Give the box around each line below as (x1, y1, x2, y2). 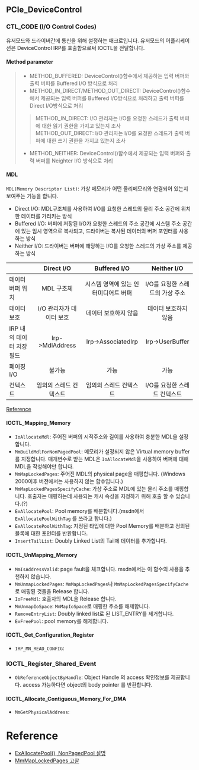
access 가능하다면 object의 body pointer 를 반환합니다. (23, 681, 153, 688)
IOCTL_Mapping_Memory (6, 419, 71, 426)
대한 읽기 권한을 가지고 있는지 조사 (41, 122, 121, 129)
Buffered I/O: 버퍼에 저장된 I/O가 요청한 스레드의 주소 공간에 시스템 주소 (14, 220, 182, 227)
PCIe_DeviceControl (6, 5, 82, 15)
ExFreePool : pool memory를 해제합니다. (14, 617, 108, 624)
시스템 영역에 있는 (85, 280, 132, 288)
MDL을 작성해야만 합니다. (14, 463, 74, 470)
